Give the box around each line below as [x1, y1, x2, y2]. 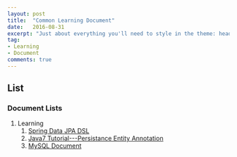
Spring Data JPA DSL [28, 127, 90, 135]
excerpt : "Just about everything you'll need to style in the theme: [7, 30, 217, 37]
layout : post [7, 10, 46, 18]
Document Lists [7, 103, 63, 113]
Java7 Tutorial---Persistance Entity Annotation [28, 134, 164, 143]
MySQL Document [28, 142, 82, 150]
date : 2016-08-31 [7, 23, 65, 30]
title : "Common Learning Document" [7, 17, 115, 24]
